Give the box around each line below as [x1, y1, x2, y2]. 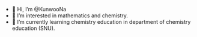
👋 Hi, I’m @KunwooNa [11, 6, 67, 13]
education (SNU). [11, 24, 55, 32]
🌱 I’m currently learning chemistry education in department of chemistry [11, 18, 191, 25]
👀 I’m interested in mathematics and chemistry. [11, 12, 128, 19]
